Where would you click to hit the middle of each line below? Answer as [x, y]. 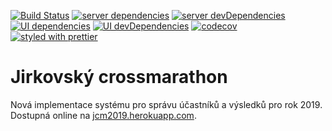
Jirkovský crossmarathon [119, 77]
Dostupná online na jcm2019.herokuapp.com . [103, 115]
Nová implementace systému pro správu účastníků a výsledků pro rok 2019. [166, 104]
